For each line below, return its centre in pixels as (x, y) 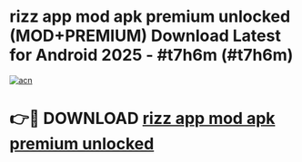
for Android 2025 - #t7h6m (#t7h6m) (151, 55)
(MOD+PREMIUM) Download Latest (146, 36)
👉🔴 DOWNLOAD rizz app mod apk (142, 119)
